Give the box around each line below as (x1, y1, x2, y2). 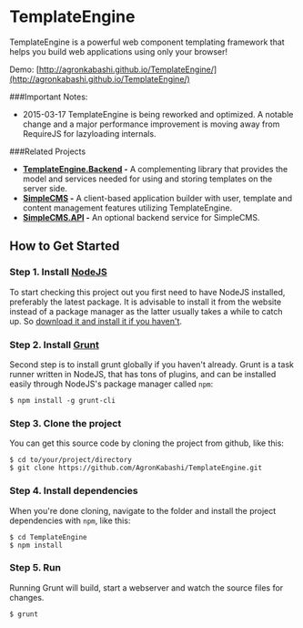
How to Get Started (9, 239, 120, 254)
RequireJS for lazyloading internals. (22, 128, 157, 139)
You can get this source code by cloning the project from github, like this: (9, 438, 285, 448)
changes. (9, 592, 45, 602)
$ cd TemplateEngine (9, 532, 88, 541)
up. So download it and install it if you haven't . (9, 315, 183, 326)
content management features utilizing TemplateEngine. (22, 202, 233, 213)
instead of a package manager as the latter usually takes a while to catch (9, 305, 284, 316)
